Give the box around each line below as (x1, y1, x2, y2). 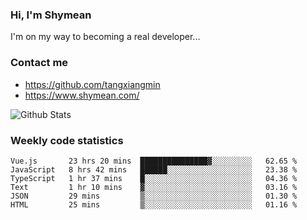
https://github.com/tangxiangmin (24, 78, 161, 90)
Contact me (10, 56, 69, 70)
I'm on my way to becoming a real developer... (10, 31, 201, 43)
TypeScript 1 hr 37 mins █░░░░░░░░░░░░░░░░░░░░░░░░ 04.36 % (10, 173, 298, 183)
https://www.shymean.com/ (24, 89, 140, 101)
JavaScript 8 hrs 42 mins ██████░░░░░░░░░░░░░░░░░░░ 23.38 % (10, 164, 298, 175)
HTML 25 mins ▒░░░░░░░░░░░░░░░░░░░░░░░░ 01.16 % (10, 199, 298, 210)
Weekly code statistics (10, 133, 124, 147)
